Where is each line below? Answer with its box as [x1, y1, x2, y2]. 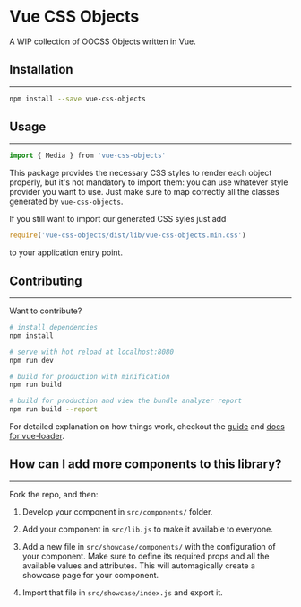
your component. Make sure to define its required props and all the [21, 550, 270, 561]
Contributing [9, 273, 82, 288]
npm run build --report [9, 405, 99, 414]
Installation [9, 62, 73, 77]
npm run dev [9, 356, 54, 365]
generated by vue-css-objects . [9, 196, 124, 207]
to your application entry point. [9, 247, 124, 258]
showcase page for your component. [21, 569, 159, 580]
